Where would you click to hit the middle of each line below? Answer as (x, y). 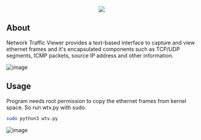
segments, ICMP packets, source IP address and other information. (90, 55)
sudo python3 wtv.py (32, 118)
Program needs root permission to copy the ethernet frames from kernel (96, 101)
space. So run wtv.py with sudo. (46, 107)
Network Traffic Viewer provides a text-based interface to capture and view (100, 42)
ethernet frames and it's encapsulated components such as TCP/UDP (93, 49)
